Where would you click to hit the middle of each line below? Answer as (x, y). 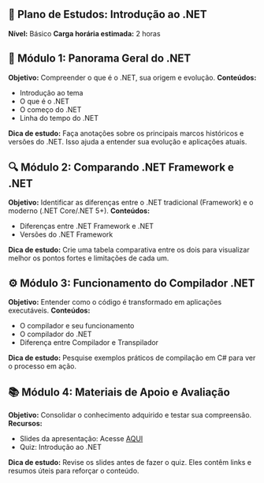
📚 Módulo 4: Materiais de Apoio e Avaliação (119, 392)
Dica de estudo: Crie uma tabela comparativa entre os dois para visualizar (129, 250)
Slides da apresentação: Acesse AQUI (81, 439)
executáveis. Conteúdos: (49, 311)
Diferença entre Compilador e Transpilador (89, 343)
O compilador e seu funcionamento (77, 326)
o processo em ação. (43, 366)
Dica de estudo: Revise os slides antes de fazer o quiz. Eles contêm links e (130, 462)
